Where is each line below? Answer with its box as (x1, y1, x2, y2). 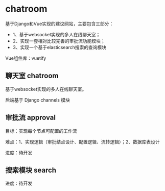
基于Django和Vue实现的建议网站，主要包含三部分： (5, 20, 114, 27)
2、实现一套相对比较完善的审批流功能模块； (12, 38, 106, 44)
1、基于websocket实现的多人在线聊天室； (12, 31, 101, 37)
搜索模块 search (5, 165, 57, 174)
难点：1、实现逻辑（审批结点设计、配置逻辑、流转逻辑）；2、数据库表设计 (5, 138, 160, 145)
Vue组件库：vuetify (5, 55, 46, 61)
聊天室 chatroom (5, 71, 59, 80)
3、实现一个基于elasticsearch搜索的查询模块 (12, 44, 107, 50)
